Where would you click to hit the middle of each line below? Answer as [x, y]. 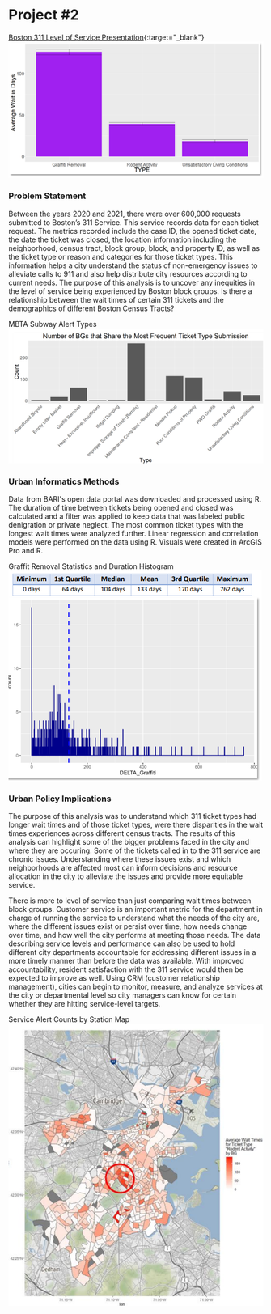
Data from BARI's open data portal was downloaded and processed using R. [135, 499]
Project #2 [44, 15]
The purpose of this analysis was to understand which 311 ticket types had [133, 816]
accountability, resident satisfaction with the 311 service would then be [126, 969]
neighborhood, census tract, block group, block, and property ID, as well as [134, 248]
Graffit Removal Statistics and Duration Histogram [91, 566]
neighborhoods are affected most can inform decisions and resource [123, 868]
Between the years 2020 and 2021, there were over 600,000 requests [125, 214]
